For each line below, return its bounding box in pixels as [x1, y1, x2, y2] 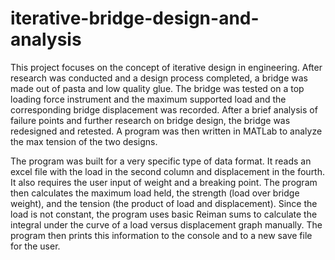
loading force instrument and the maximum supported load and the [10, 93, 287, 105]
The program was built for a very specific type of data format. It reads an [10, 155, 312, 167]
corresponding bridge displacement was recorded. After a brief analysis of [10, 103, 318, 116]
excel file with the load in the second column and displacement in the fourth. [10, 165, 326, 177]
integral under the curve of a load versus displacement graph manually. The [10, 218, 323, 231]
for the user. [10, 240, 61, 252]
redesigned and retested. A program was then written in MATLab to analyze [10, 125, 323, 137]
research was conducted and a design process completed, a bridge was [10, 72, 308, 84]
